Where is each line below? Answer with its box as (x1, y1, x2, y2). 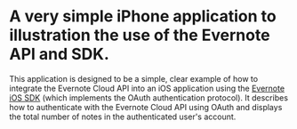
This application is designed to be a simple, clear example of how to (9, 73, 259, 84)
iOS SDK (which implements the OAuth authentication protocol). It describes (9, 92, 289, 103)
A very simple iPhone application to (9, 6, 277, 27)
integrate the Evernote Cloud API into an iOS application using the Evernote (9, 83, 285, 93)
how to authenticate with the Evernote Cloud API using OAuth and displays (9, 101, 283, 112)
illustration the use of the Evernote (9, 25, 270, 45)
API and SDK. (9, 44, 109, 64)
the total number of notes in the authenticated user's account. (9, 111, 237, 122)
